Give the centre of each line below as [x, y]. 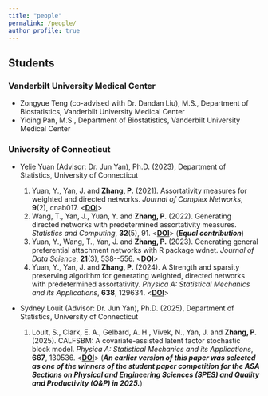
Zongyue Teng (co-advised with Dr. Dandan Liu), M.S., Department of [134, 103]
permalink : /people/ [43, 23]
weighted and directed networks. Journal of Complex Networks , [137, 199]
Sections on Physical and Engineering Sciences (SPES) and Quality [146, 375]
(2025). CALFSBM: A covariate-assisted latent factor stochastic [136, 341]
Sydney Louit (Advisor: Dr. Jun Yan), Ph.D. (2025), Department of [127, 308]
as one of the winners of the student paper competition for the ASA [146, 366]
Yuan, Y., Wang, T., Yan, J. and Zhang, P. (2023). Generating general [145, 242]
